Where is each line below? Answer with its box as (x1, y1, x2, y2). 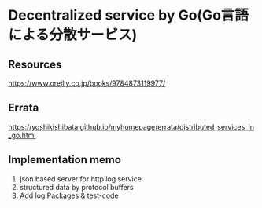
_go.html (8, 130, 36, 140)
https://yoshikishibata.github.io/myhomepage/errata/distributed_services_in (8, 122, 254, 131)
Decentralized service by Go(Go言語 (8, 6, 249, 24)
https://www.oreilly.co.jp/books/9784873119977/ (8, 78, 166, 88)
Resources (8, 57, 62, 71)
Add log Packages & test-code (19, 191, 120, 200)
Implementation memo (8, 153, 122, 166)
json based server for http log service (19, 173, 142, 184)
